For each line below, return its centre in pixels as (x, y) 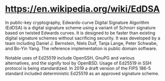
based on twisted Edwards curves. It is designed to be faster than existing (80, 33)
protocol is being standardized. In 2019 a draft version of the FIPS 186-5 (78, 68)
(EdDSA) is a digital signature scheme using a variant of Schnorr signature (81, 27)
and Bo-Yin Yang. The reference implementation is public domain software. (81, 48)
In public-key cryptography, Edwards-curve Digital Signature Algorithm (77, 22)
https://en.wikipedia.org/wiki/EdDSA (82, 9)
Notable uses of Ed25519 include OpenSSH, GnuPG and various (70, 58)
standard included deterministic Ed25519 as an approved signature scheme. (82, 73)
